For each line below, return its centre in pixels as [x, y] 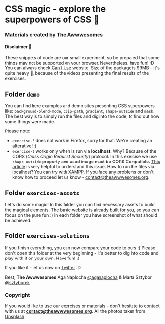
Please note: [18, 131]
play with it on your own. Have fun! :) [42, 258]
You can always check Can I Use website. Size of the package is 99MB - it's [82, 68]
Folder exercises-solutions [47, 236]
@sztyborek [17, 282]
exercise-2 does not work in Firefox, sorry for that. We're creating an [82, 141]
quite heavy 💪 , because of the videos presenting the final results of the [77, 73]
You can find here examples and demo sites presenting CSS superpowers [80, 106]
